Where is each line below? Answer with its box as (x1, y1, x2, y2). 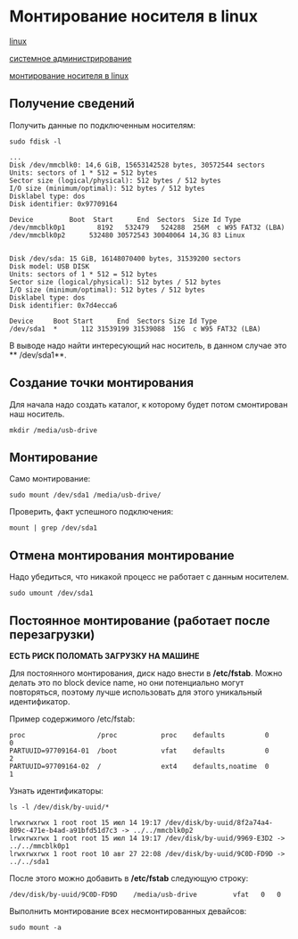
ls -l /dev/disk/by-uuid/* (9, 803, 110, 811)
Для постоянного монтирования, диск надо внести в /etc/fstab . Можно (9, 668, 283, 679)
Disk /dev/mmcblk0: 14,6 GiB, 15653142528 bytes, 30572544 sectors (9, 161, 266, 169)
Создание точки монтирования (9, 375, 195, 391)
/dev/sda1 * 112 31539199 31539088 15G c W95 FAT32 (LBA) (9, 324, 261, 334)
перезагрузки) (9, 627, 95, 642)
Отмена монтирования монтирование (9, 548, 235, 563)
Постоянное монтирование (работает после (9, 613, 270, 628)
